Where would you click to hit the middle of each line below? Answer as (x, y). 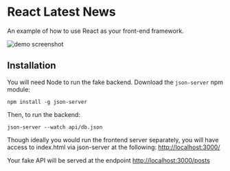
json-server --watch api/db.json (55, 127)
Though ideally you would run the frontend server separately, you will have (113, 140)
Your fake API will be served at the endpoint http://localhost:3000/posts (109, 160)
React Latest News (62, 12)
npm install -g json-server (47, 102)
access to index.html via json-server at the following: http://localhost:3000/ (114, 147)
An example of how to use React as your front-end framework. (95, 31)
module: (19, 89)
